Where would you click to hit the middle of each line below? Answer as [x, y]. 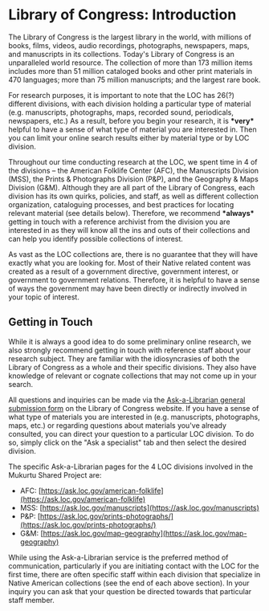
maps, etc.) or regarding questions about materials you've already [117, 425]
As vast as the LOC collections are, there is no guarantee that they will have [133, 254]
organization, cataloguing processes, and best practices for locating [121, 204]
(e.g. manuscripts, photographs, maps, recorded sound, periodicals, [121, 112]
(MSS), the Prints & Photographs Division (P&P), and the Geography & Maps [133, 179]
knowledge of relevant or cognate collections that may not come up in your [132, 376]
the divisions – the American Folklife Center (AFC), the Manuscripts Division [134, 170]
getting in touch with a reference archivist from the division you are [119, 222]
